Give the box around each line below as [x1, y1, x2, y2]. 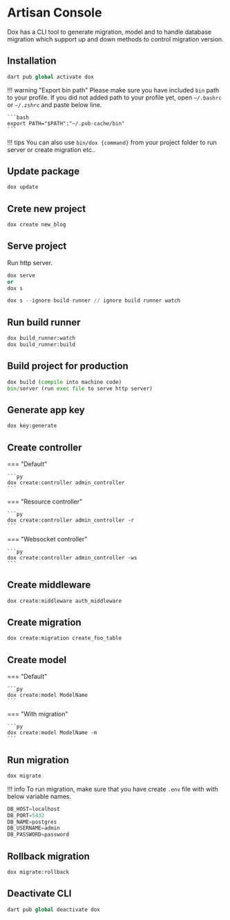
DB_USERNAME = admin [7, 825, 60, 832]
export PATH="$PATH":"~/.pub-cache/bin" [7, 119, 126, 127]
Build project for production [7, 361, 129, 372]
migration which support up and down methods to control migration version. [7, 35, 224, 43]
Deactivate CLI [7, 888, 72, 899]
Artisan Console [7, 5, 102, 21]
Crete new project [7, 202, 86, 215]
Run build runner [7, 316, 81, 328]
